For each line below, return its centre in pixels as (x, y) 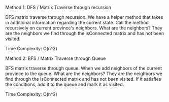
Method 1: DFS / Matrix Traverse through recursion (58, 7)
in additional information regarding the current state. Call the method (77, 23)
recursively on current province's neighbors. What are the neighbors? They (84, 28)
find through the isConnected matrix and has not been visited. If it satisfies (83, 79)
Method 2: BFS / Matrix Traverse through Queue (56, 58)
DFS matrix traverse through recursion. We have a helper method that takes (84, 17)
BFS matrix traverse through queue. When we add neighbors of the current (84, 68)
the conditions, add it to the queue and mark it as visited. (65, 84)
